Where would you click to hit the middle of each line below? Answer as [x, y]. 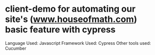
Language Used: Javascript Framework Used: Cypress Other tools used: [78, 43]
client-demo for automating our [70, 9]
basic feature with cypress [60, 30]
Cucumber [16, 48]
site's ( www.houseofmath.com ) [71, 19]
